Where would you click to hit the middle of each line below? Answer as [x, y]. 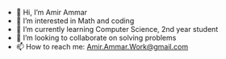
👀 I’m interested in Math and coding [75, 21]
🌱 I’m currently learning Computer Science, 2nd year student [117, 29]
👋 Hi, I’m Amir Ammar [51, 12]
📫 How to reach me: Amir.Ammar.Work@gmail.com [102, 47]
